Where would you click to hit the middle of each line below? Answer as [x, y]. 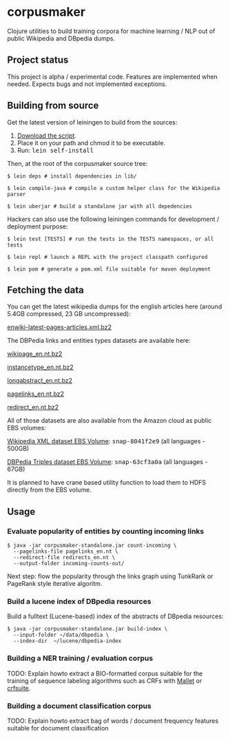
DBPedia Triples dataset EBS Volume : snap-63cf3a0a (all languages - [107, 462]
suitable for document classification [58, 728]
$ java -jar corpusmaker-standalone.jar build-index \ [87, 629]
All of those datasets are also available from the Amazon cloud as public [109, 421]
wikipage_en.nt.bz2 [35, 354]
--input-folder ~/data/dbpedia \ [61, 635]
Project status [38, 60]
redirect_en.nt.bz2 [33, 408]
